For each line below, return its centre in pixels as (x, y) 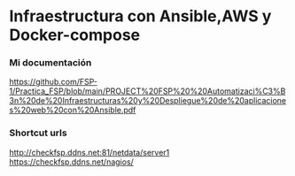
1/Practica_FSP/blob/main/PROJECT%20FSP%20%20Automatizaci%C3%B (147, 91)
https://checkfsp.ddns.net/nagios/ (72, 162)
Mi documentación (50, 63)
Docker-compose (75, 35)
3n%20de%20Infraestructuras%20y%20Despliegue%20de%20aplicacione (147, 101)
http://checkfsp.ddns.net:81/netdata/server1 (89, 152)
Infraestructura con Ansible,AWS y (140, 16)
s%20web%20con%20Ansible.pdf (73, 110)
